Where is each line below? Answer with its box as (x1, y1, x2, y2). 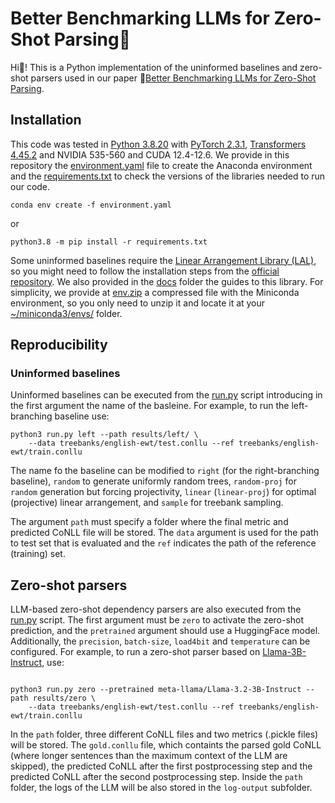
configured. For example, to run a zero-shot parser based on (10, 646, 261, 658)
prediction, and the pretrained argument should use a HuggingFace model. (10, 625, 321, 637)
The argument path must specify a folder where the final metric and (10, 516, 289, 528)
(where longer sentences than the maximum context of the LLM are (10, 750, 288, 762)
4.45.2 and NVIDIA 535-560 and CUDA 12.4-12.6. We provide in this (10, 148, 290, 161)
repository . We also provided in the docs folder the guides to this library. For (10, 275, 324, 287)
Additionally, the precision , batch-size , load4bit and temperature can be (10, 635, 311, 647)
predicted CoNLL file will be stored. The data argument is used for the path (10, 527, 319, 539)
